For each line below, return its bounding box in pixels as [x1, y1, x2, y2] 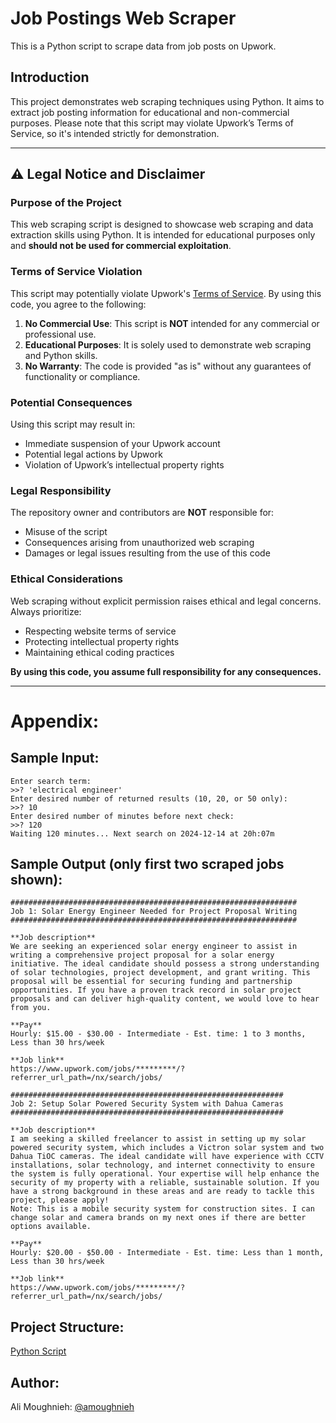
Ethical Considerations [10, 572, 123, 586]
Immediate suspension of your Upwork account [24, 438, 221, 450]
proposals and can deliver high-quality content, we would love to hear [10, 994, 320, 1004]
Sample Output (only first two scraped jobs [10, 856, 285, 873]
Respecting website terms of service [24, 625, 177, 637]
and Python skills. [24, 349, 98, 361]
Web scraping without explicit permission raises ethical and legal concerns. [10, 595, 322, 607]
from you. [10, 1003, 52, 1013]
